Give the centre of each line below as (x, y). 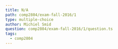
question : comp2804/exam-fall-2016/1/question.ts (59, 29)
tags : (11, 34)
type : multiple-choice (29, 19)
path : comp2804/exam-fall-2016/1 (41, 15)
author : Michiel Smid (28, 24)
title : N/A (17, 10)
